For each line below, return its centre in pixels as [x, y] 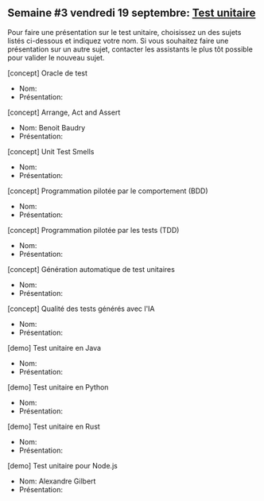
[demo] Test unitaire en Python [58, 387]
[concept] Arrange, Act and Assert [64, 112]
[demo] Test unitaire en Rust [54, 426]
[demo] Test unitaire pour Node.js [63, 465]
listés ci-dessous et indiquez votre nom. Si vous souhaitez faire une [118, 41]
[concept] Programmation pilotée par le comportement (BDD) [108, 191]
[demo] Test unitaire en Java [54, 348]
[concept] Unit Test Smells [51, 151]
